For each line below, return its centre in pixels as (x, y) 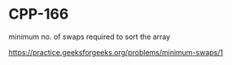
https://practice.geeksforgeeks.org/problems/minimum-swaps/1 (116, 52)
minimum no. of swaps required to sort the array (90, 37)
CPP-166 (39, 14)
